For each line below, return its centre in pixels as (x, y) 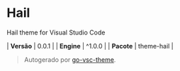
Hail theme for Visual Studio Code (56, 32)
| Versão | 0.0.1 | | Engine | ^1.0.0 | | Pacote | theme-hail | (90, 46)
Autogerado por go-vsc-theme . (70, 59)
